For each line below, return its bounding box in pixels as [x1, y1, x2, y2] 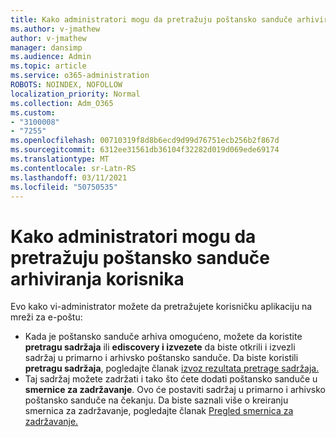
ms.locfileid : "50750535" [10, 182, 118, 192]
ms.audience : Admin [10, 52, 92, 62]
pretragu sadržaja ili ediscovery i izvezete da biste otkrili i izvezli [24, 341, 296, 353]
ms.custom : [10, 107, 56, 118]
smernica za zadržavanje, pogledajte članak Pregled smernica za [24, 405, 294, 417]
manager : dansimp [10, 42, 83, 53]
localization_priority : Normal [10, 89, 141, 99]
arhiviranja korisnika [10, 267, 185, 290]
